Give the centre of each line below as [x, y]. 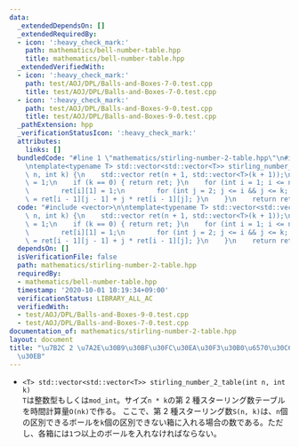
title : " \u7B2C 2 [41, 347]
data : [19, 17]
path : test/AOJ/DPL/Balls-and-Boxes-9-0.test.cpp [119, 108]
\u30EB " [32, 356]
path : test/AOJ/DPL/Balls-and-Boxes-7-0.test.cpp [119, 84]
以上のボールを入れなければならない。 [151, 433]
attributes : [40, 141]
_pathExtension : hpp [55, 125]
